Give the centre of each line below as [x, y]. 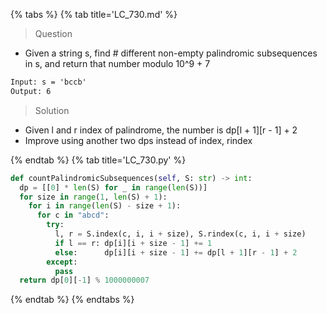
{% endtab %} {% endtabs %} [72, 300]
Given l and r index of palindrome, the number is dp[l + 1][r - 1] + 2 [161, 130]
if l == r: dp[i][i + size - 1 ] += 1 [133, 243]
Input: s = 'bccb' [48, 82]
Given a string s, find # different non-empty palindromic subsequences [171, 53]
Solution [52, 110]
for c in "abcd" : [73, 215]
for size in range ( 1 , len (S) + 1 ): [93, 197]
